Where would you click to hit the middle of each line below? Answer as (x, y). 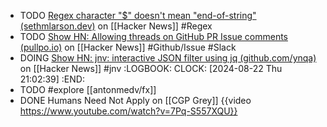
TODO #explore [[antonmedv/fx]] (88, 89)
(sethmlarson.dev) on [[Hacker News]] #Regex (116, 26)
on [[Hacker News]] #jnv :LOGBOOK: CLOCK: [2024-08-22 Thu (151, 68)
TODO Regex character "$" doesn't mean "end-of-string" (138, 15)
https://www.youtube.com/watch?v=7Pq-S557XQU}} (128, 111)
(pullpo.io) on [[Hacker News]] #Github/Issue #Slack (128, 47)
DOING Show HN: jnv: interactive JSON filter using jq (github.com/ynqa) (168, 58)
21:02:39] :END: (52, 79)
